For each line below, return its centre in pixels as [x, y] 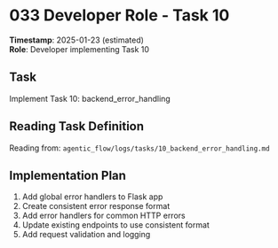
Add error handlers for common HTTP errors [103, 216]
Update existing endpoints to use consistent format [116, 225]
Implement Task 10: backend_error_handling [90, 98]
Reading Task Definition [77, 126]
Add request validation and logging [86, 235]
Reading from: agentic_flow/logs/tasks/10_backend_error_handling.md [139, 148]
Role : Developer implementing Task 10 [79, 49]
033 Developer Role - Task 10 [119, 15]
